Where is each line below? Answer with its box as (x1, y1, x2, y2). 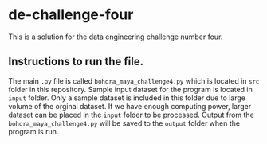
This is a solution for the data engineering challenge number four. (8, 32, 223, 41)
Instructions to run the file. (8, 55, 144, 68)
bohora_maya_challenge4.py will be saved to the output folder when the (8, 118, 241, 128)
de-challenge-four (8, 6, 134, 24)
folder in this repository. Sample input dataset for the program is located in (8, 84, 253, 94)
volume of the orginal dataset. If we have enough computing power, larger (8, 101, 252, 111)
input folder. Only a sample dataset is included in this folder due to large (8, 93, 245, 103)
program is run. (8, 126, 59, 136)
